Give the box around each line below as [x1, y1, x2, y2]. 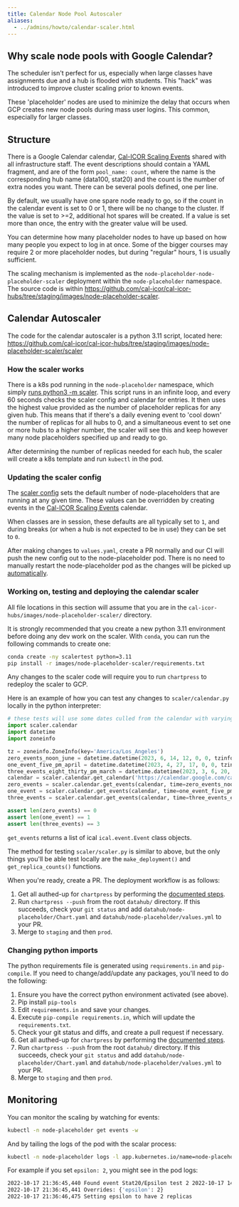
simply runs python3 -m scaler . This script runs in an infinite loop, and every [7, 388, 231, 397]
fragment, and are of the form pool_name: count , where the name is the [7, 168, 216, 176]
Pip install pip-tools [17, 997, 77, 1006]
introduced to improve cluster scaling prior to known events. [7, 84, 184, 92]
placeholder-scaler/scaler [7, 346, 83, 355]
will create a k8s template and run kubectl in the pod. [7, 454, 164, 463]
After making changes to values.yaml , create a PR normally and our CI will [7, 546, 224, 555]
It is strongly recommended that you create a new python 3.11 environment [7, 624, 225, 633]
